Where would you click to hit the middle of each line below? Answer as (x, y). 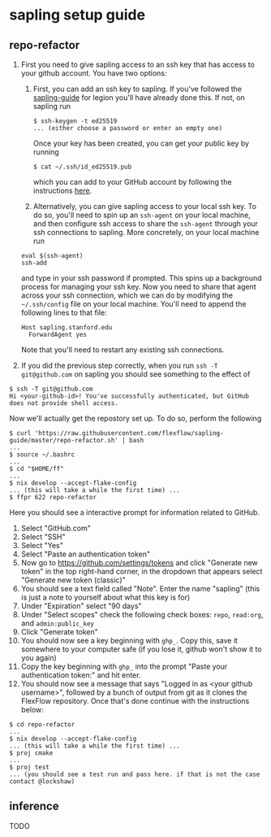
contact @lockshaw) (42, 782)
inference (34, 806)
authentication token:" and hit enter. (81, 675)
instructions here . (62, 190)
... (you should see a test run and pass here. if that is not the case (135, 774)
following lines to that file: (64, 312)
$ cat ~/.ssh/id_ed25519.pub (82, 167)
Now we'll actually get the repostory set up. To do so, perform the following (135, 418)
